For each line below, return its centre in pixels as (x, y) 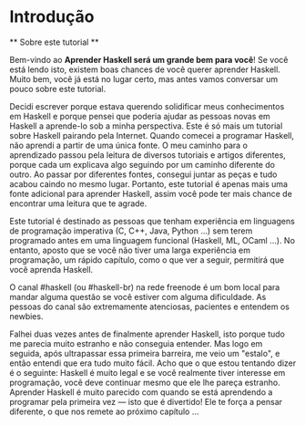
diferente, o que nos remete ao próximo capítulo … (104, 411)
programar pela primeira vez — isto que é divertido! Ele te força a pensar (146, 401)
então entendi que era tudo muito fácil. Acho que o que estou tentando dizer (153, 363)
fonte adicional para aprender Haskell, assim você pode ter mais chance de (151, 193)
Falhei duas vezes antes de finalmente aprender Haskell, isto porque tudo (147, 334)
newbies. (26, 316)
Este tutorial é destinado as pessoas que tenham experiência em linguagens (152, 221)
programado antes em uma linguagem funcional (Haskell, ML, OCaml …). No (152, 240)
